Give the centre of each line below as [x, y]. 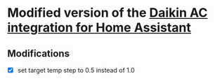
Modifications [39, 53]
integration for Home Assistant [99, 28]
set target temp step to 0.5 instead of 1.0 [76, 70]
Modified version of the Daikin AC [107, 13]
